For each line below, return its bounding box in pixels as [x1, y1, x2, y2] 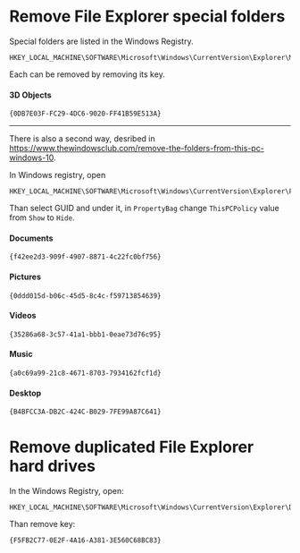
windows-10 [9, 152, 54, 163]
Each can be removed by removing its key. [9, 69, 165, 80]
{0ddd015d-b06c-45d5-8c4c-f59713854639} [9, 291, 162, 301]
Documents [9, 233, 54, 243]
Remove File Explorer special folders [9, 6, 286, 27]
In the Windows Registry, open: [9, 486, 124, 497]
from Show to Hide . [9, 212, 75, 223]
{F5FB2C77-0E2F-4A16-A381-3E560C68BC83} [9, 536, 162, 545]
